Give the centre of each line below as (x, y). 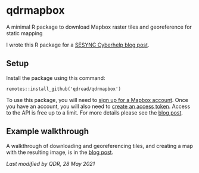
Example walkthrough (48, 132)
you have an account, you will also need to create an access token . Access (98, 106)
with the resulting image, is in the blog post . (60, 152)
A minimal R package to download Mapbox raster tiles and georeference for (99, 27)
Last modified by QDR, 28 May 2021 (51, 163)
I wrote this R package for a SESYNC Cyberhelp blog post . (78, 45)
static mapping (24, 33)
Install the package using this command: (56, 78)
